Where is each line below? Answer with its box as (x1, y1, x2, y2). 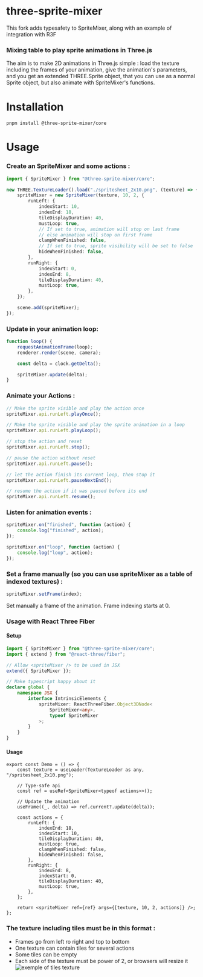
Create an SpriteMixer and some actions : (6, 162, 130, 170)
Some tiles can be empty (14, 950, 77, 958)
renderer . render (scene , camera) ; (17, 350, 101, 356)
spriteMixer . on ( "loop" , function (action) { (6, 544, 120, 550)
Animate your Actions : (6, 392, 76, 400)
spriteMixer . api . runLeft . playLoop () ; (6, 427, 101, 434)
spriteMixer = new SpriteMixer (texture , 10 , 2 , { (17, 192, 145, 198)
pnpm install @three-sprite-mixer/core (6, 120, 107, 127)
